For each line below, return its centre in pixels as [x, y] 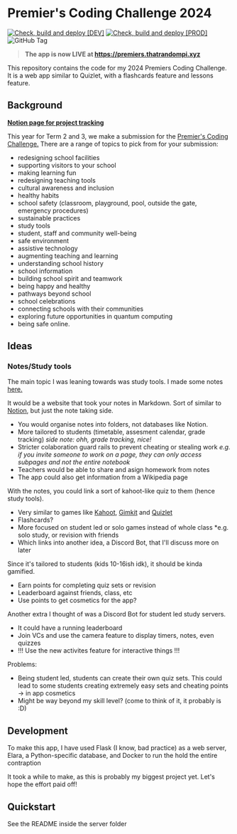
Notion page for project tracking [56, 122]
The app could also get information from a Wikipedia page [103, 477]
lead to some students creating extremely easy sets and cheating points [123, 686]
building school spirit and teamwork [70, 278]
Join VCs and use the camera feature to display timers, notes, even [116, 636]
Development [38, 731]
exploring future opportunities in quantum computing [95, 316]
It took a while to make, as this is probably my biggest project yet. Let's [111, 777]
